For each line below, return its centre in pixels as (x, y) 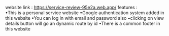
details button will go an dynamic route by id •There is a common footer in (83, 23)
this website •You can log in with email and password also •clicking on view (84, 18)
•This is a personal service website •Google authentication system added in (85, 13)
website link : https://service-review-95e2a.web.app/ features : (72, 7)
